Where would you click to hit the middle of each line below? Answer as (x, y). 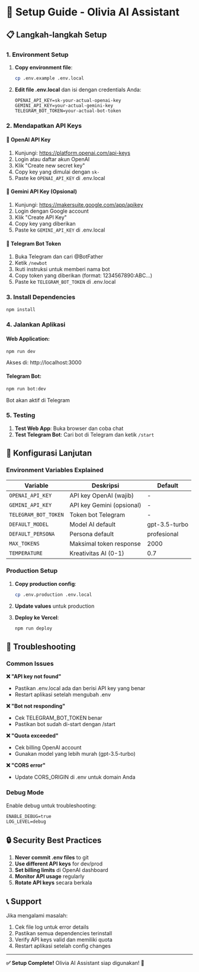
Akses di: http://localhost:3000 (44, 363)
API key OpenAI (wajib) (102, 495)
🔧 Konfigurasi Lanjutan (49, 453)
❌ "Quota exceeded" (33, 736)
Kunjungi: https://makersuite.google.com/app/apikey (79, 205)
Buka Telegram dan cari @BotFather (59, 256)
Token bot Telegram (97, 515)
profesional (163, 534)
